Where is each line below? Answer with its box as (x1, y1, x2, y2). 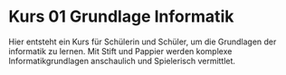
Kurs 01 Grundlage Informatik (8, 6, 234, 27)
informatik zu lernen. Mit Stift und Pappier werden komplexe (8, 45, 233, 56)
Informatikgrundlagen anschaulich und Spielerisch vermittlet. (8, 55, 236, 66)
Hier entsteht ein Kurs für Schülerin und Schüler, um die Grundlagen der (8, 36, 277, 47)
